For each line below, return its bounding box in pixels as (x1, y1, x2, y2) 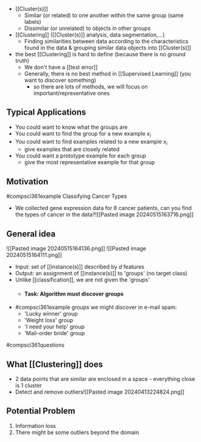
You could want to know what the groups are (15, 123, 128, 131)
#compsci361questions (6, 341, 65, 349)
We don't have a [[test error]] (24, 63, 98, 71)
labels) (24, 18, 41, 25)
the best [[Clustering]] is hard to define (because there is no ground (15, 51, 186, 57)
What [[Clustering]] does (6, 359, 104, 369)
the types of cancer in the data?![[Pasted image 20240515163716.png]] (15, 211, 194, 219)
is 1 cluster (15, 382, 43, 389)
